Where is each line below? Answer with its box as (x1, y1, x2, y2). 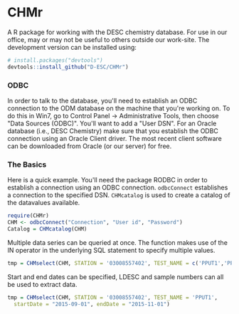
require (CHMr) (7, 212, 50, 219)
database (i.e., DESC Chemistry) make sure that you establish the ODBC (7, 126, 219, 135)
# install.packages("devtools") (7, 56, 103, 64)
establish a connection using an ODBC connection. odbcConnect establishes (7, 183, 228, 192)
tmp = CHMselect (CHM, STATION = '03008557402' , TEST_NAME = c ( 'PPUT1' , (7, 259, 224, 267)
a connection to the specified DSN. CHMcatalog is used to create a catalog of (7, 191, 230, 199)
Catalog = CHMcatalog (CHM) (7, 226, 87, 233)
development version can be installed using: (7, 43, 137, 51)
